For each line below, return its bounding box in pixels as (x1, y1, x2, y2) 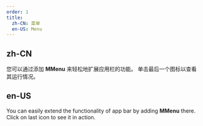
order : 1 (6, 9, 29, 15)
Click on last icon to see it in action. (6, 113, 96, 121)
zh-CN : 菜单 (12, 20, 41, 26)
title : (6, 15, 23, 21)
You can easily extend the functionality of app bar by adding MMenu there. (6, 107, 196, 114)
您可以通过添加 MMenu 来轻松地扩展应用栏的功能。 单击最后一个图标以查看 (6, 65, 197, 73)
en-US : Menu (12, 26, 43, 32)
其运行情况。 (6, 73, 39, 80)
